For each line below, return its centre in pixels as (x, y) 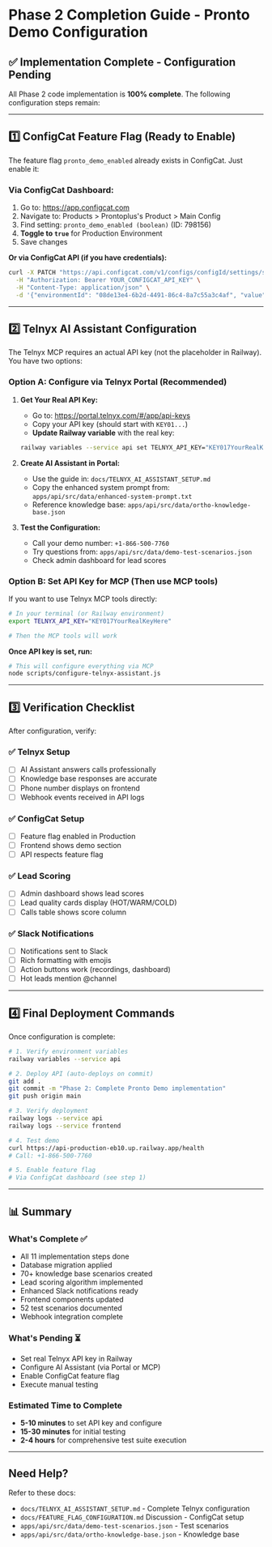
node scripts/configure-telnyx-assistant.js (85, 674)
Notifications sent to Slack (64, 951)
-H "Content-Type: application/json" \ (83, 288)
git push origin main (45, 1096)
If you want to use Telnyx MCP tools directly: (83, 599)
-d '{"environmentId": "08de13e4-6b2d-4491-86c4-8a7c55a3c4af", (126, 295)
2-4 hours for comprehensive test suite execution (103, 1440)
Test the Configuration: (60, 527)
